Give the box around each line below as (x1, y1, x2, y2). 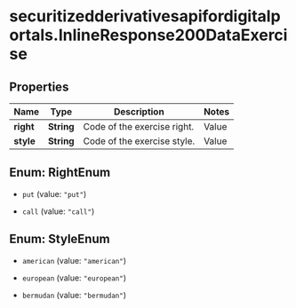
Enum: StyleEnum (9, 232, 110, 247)
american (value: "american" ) (21, 255, 127, 265)
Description (114, 106, 164, 117)
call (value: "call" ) (21, 206, 95, 217)
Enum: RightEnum (9, 165, 111, 180)
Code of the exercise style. (83, 135, 196, 147)
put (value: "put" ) (21, 188, 87, 199)
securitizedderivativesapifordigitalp (9, 6, 282, 27)
